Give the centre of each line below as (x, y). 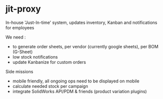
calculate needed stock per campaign (50, 86)
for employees (20, 27)
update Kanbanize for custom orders (49, 62)
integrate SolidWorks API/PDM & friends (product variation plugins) (80, 91)
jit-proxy (23, 9)
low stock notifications (35, 57)
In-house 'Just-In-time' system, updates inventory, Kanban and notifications (81, 22)
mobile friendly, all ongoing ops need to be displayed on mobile (76, 81)
